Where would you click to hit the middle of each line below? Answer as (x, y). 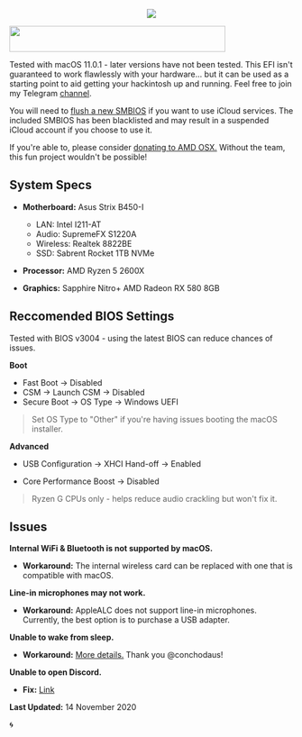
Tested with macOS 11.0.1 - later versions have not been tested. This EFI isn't (151, 64)
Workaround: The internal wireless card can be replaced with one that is (157, 566)
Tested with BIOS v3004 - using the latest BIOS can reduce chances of (141, 338)
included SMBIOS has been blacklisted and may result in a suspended (139, 120)
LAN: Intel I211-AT (69, 224)
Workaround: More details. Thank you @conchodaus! (123, 655)
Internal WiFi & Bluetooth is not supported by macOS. (111, 549)
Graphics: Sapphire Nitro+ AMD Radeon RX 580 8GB (121, 287)
